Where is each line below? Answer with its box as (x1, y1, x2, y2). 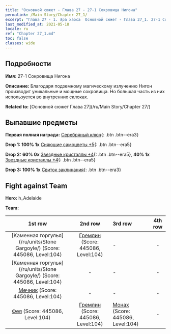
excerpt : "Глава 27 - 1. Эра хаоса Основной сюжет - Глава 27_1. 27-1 (5, 17, 160, 22)
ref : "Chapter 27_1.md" (5, 31, 56, 36)
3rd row (112, 220, 132, 227)
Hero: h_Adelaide (5, 195, 42, 201)
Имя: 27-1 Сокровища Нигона (5, 73, 70, 79)
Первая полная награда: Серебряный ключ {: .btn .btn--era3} (5, 132, 139, 138)
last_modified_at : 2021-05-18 (5, 21, 70, 27)
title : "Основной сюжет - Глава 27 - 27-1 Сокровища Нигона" (5, 7, 138, 13)
